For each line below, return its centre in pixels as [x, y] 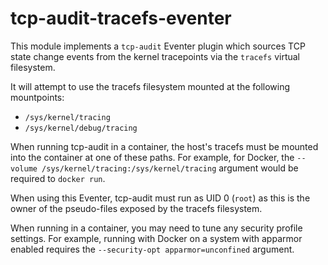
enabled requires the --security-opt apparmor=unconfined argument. [152, 249]
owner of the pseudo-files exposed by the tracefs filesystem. [136, 208]
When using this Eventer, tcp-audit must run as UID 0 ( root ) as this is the [160, 198]
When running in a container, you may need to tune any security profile [156, 228]
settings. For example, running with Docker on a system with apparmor [156, 238]
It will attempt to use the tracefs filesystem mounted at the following [150, 86]
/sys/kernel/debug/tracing [81, 128]
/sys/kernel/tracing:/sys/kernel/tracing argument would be [170, 168]
